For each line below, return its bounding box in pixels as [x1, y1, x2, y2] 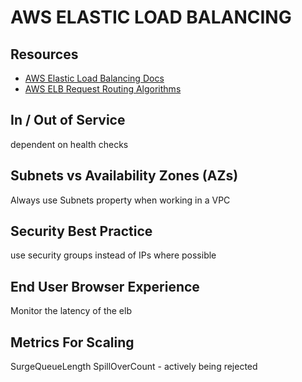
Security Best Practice [10, 223, 153, 240]
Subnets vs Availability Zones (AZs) [10, 167, 239, 185]
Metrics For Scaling [10, 334, 135, 351]
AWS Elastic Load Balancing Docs [24, 72, 165, 84]
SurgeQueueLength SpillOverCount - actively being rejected [10, 361, 258, 373]
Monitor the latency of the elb [10, 305, 132, 317]
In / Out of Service [10, 112, 126, 129]
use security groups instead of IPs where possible [10, 249, 217, 261]
